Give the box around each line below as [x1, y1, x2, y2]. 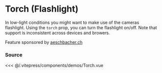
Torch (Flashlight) [5, 3, 79, 15]
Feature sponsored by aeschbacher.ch [5, 39, 83, 45]
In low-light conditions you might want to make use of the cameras [5, 19, 140, 25]
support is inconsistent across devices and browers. [5, 30, 110, 36]
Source [5, 51, 23, 58]
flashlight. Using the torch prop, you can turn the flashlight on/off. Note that [5, 24, 157, 30]
